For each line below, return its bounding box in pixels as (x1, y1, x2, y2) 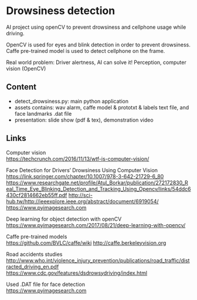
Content (6, 82, 37, 92)
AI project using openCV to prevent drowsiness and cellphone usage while (6, 23, 186, 31)
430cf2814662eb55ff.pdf (6, 191, 67, 198)
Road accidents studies (6, 251, 63, 258)
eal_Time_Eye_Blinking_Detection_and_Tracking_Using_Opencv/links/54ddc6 (6, 185, 191, 192)
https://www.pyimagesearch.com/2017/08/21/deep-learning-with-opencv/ (6, 221, 186, 228)
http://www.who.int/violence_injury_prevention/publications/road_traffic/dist (6, 257, 190, 264)
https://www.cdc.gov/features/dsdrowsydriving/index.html (6, 269, 148, 277)
